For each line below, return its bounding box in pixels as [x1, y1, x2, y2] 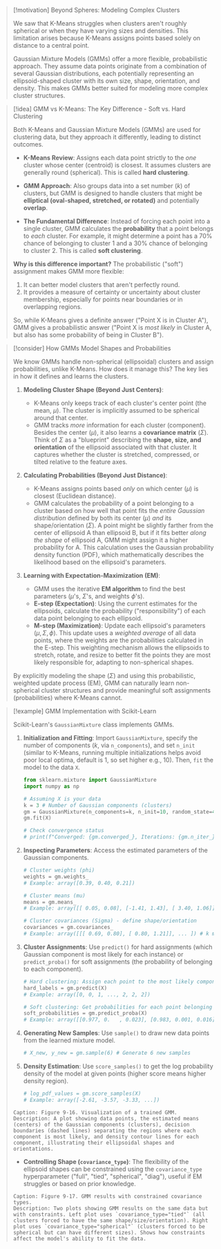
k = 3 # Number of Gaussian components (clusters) [23, 802, 173, 809]
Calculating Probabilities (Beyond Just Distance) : [23, 471, 168, 479]
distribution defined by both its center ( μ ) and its [33, 514, 172, 522]
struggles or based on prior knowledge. [23, 1179, 136, 1187]
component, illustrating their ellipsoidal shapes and [12, 1139, 175, 1146]
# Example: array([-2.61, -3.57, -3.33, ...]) [23, 1096, 160, 1103]
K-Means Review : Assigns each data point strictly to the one [23, 153, 197, 162]
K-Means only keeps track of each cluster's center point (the [33, 399, 206, 407]
